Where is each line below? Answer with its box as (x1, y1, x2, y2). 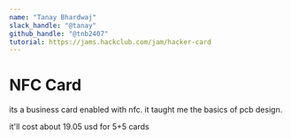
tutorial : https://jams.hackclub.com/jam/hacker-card (9, 37, 212, 47)
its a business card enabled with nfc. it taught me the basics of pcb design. (9, 105, 283, 115)
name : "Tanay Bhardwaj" (9, 12, 97, 22)
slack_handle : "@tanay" (9, 21, 97, 30)
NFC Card (9, 76, 82, 95)
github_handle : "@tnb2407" (9, 29, 109, 38)
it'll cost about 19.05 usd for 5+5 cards (9, 121, 149, 132)
